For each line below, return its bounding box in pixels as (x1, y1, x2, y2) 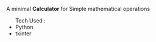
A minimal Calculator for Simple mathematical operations (6, 5, 151, 12)
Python (15, 24, 34, 30)
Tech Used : (15, 17, 46, 24)
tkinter (15, 30, 32, 37)
